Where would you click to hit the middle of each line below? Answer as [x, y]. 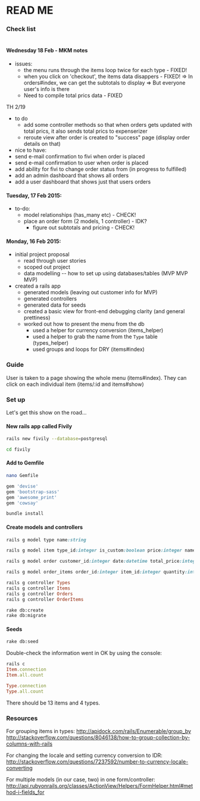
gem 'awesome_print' [32, 497]
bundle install [25, 514]
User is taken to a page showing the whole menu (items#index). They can [96, 378]
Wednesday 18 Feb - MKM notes [47, 51]
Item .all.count [25, 675]
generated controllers [50, 299]
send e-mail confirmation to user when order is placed [82, 163]
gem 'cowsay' [22, 503]
